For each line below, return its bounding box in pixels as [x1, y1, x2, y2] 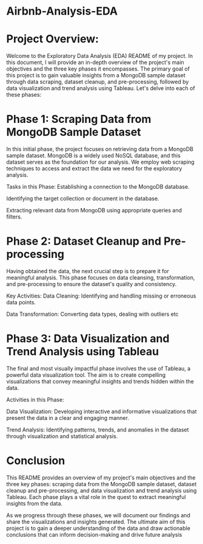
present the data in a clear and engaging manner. [6, 414, 129, 421]
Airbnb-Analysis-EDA [6, 4, 118, 18]
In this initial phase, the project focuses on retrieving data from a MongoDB [6, 145, 194, 153]
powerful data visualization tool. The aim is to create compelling [6, 371, 166, 378]
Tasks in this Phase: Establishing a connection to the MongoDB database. [6, 183, 190, 190]
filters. [6, 213, 22, 220]
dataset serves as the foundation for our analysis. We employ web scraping [6, 158, 195, 166]
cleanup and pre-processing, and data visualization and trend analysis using [6, 487, 197, 494]
